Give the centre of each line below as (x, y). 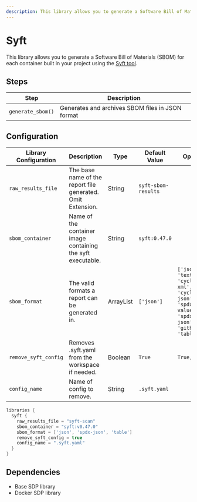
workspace (84, 365)
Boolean (119, 357)
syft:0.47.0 (155, 238)
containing (84, 246)
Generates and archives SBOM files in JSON (120, 108)
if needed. (83, 372)
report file (82, 185)
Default (155, 153)
